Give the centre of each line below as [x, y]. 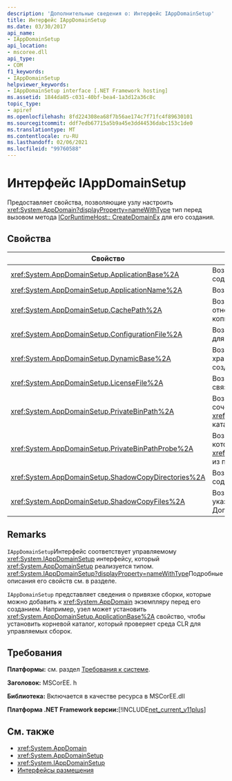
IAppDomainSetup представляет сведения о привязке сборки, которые [109, 594]
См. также [31, 731]
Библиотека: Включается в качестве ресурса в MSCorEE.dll [96, 696]
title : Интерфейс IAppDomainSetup [57, 20]
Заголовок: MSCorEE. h [42, 683]
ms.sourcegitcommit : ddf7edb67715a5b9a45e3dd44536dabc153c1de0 [100, 123]
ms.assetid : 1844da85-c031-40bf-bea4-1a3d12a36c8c [81, 98]
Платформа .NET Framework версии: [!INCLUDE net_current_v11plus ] [107, 710]
